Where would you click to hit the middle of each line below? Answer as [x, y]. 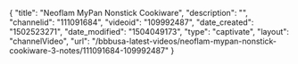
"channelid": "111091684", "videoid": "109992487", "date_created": [132, 22]
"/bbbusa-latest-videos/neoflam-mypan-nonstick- [185, 41]
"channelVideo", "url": [50, 41]
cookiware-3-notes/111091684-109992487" [89, 51]
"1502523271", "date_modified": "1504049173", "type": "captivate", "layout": [149, 32]
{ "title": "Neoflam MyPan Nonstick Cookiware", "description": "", [128, 13]
